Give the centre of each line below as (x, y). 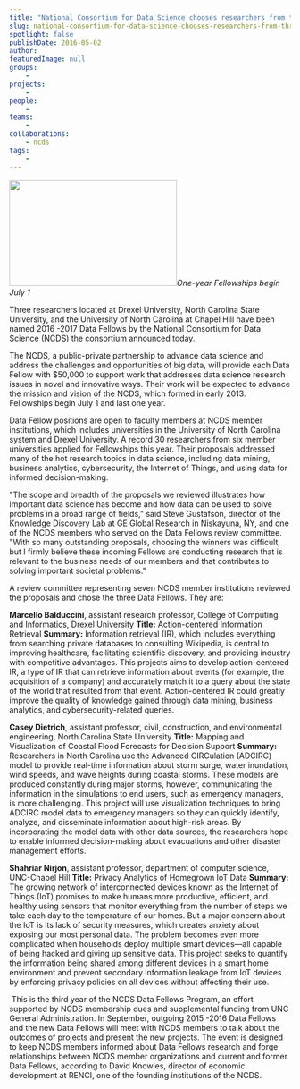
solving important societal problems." (78, 570)
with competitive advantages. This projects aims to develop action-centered (149, 662)
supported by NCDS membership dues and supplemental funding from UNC (149, 1009)
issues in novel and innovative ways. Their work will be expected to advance (150, 384)
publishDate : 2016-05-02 (55, 42)
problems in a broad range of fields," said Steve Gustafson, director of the (145, 513)
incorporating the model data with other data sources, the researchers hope (149, 832)
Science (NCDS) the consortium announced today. (102, 338)
